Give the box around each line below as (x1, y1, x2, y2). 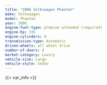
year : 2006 (5, 20, 27, 26)
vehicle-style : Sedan (5, 61, 49, 66)
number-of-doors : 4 (5, 48, 45, 52)
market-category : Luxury (5, 52, 55, 57)
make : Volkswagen (5, 12, 40, 17)
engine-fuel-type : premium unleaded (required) (5, 25, 103, 30)
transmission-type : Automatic (5, 39, 66, 44)
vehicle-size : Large (5, 57, 47, 62)
